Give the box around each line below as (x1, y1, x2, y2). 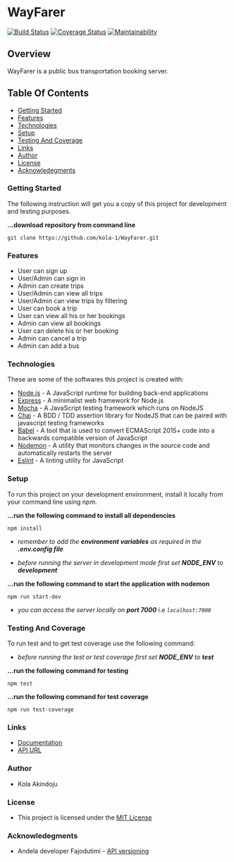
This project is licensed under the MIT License (17, 813, 153, 822)
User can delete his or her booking (17, 327, 118, 335)
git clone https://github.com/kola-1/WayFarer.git (7, 234, 159, 241)
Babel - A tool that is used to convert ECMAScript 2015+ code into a (17, 426, 215, 435)
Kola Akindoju (17, 779, 58, 788)
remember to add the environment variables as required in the (17, 537, 202, 545)
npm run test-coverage (7, 706, 74, 713)
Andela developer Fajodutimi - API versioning (17, 847, 149, 856)
